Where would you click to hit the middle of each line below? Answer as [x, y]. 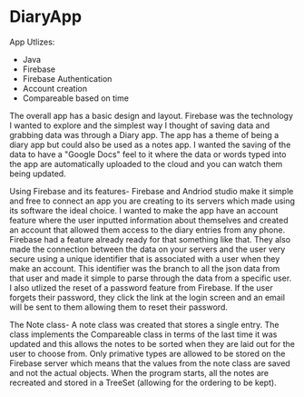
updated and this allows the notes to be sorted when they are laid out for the [152, 343]
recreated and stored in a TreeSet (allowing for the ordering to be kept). [143, 382]
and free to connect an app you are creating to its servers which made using [152, 201]
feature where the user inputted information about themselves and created [149, 220]
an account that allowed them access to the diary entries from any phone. [147, 230]
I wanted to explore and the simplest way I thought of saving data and [140, 125]
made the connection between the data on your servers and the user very [147, 249]
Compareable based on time [76, 98]
